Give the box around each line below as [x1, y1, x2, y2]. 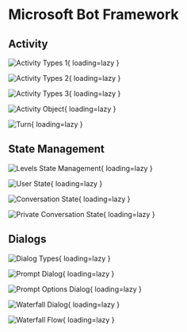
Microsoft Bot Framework [8, 6, 180, 24]
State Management [8, 143, 105, 156]
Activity [8, 37, 49, 51]
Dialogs [8, 232, 47, 246]
